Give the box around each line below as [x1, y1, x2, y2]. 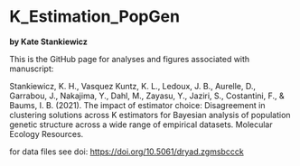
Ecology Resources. [9, 128, 84, 139]
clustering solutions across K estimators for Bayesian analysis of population [9, 109, 291, 120]
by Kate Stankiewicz [9, 36, 89, 47]
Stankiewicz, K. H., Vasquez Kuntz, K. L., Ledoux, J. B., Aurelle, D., [9, 80, 256, 91]
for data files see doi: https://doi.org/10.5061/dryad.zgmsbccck [9, 146, 244, 157]
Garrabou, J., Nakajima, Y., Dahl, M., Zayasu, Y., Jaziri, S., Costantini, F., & [9, 90, 285, 101]
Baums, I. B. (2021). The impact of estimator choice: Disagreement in [9, 99, 266, 110]
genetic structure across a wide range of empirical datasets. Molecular [9, 119, 273, 130]
